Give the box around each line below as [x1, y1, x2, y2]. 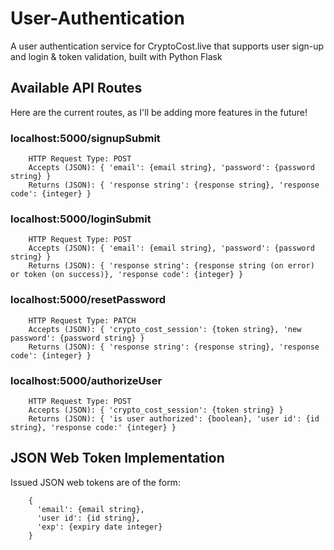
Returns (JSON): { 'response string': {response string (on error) [28, 261, 315, 271]
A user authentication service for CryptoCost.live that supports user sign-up [10, 40, 325, 52]
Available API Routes [10, 80, 143, 97]
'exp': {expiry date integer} [36, 522, 163, 532]
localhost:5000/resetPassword [10, 293, 167, 307]
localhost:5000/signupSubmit [10, 131, 161, 145]
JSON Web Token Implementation [10, 450, 225, 467]
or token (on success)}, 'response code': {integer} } [10, 270, 244, 280]
